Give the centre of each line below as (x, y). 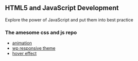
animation (22, 43)
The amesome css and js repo (41, 32)
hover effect (24, 54)
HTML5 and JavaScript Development (62, 8)
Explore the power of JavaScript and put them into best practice (69, 20)
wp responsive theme (34, 48)
